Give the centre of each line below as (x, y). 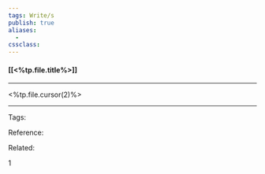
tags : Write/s (32, 15)
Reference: (26, 133)
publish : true (32, 23)
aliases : (22, 30)
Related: (22, 148)
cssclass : (24, 45)
